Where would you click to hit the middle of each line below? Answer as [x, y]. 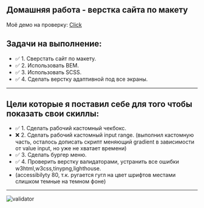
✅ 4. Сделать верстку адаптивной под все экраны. [81, 79]
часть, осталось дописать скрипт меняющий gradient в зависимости [105, 142]
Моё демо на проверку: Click [44, 24]
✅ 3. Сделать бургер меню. [51, 155]
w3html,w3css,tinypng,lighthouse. [58, 168]
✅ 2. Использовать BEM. [47, 65]
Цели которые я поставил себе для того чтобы [99, 104]
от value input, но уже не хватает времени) [71, 148]
